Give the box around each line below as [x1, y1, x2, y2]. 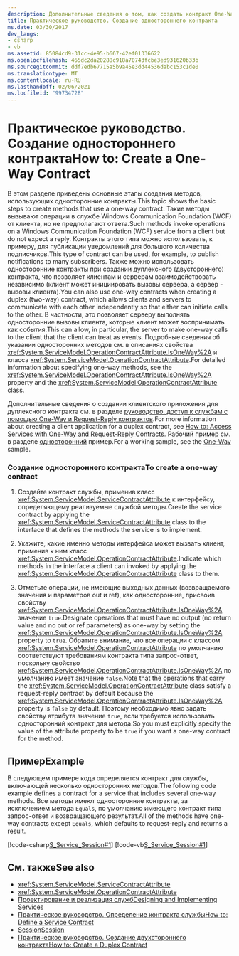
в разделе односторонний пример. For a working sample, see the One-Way [7, 437, 231, 446]
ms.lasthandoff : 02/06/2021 [7, 83, 91, 90]
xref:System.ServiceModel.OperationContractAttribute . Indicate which [17, 554, 222, 563]
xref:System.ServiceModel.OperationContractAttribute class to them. [17, 570, 220, 578]
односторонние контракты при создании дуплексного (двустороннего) [7, 265, 224, 274]
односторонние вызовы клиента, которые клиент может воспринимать [7, 318, 225, 326]
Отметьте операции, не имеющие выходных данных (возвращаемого [17, 583, 230, 592]
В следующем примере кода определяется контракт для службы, [7, 774, 208, 782]
